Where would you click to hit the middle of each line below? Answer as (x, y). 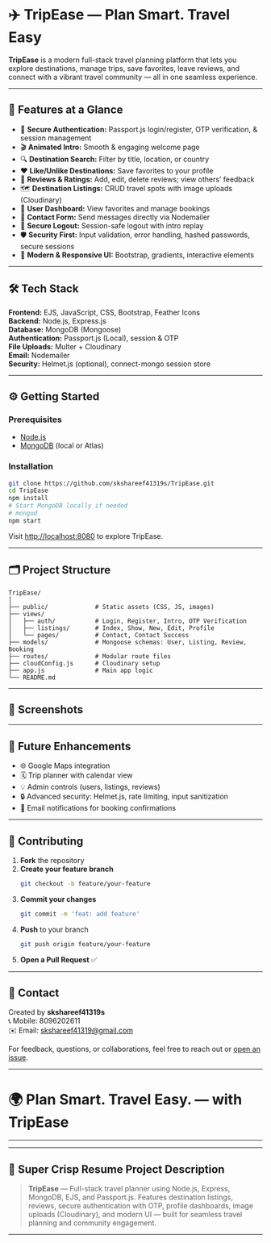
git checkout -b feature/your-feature (85, 884)
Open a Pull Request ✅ (58, 959)
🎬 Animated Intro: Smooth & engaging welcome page (110, 147)
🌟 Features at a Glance (66, 110)
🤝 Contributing (46, 841)
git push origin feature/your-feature (85, 944)
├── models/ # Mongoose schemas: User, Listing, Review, (128, 642)
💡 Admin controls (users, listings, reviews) (90, 787)
